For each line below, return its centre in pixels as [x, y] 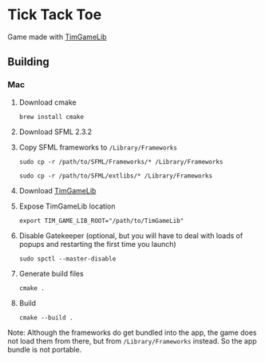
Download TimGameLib [57, 190]
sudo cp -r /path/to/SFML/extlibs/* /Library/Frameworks [116, 176]
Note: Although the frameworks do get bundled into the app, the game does [132, 332]
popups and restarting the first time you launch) [97, 244]
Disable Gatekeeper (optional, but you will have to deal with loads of [131, 235]
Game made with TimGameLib [57, 37]
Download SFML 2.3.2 [55, 131]
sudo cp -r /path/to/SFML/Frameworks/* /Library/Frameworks [121, 161]
